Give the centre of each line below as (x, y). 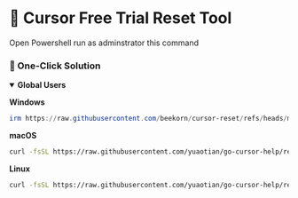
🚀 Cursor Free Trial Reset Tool (121, 18)
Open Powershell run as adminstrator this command (104, 43)
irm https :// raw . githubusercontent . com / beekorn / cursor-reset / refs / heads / (149, 119)
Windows (27, 102)
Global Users (42, 85)
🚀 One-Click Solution (55, 66)
